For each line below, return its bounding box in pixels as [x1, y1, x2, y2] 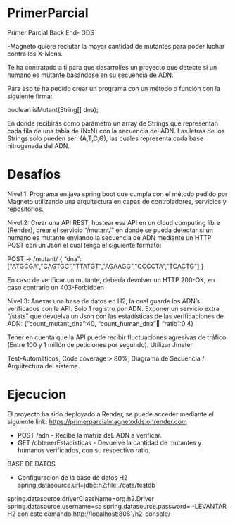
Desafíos [7, 167, 61, 183]
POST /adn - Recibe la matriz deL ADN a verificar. [17, 430, 162, 439]
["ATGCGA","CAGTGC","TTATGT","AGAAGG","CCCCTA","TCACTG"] [7, 262, 200, 270]
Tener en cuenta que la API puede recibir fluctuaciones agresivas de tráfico [7, 333, 227, 342]
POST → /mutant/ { [7, 254, 63, 262]
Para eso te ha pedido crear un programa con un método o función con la [7, 84, 220, 92]
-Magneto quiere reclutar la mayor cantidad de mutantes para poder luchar [7, 42, 225, 50]
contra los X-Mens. [7, 49, 63, 58]
